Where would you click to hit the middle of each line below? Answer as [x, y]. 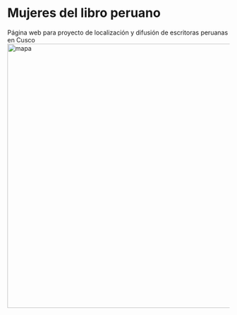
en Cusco [21, 39]
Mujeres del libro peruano [84, 13]
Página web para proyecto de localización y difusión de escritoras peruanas [118, 32]
